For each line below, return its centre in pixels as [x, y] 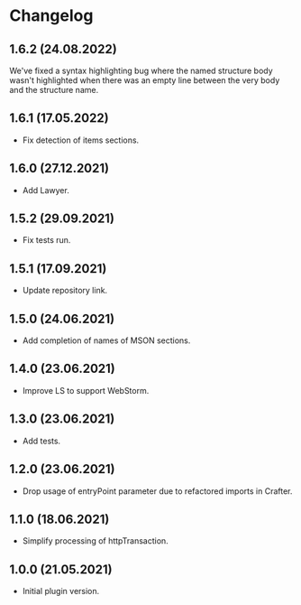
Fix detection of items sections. [81, 140]
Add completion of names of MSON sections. [106, 340]
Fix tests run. [46, 240]
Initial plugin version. [61, 591]
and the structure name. [54, 90]
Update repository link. [65, 291]
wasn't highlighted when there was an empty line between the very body [145, 80]
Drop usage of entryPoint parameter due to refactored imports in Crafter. [157, 491]
